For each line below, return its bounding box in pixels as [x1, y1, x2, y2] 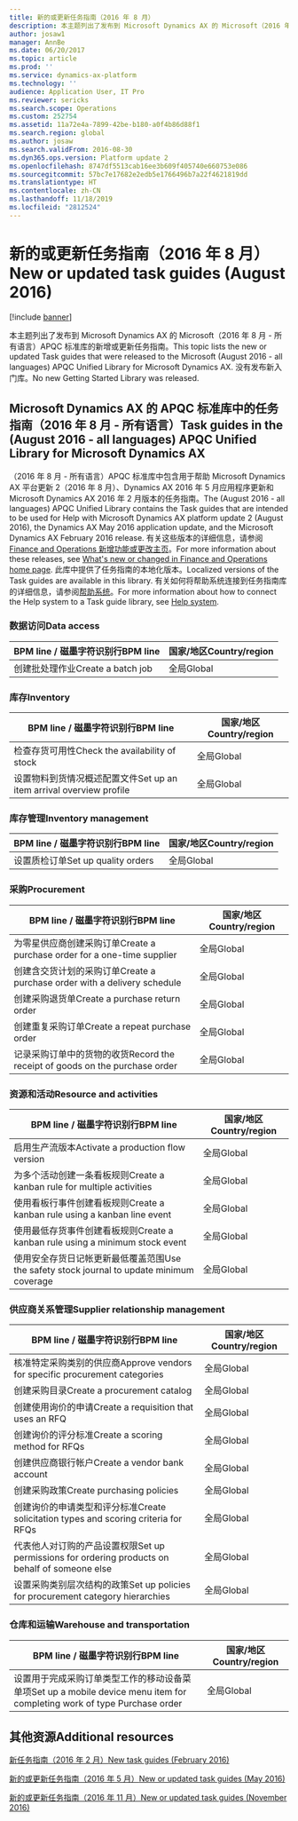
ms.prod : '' [9, 63, 53, 72]
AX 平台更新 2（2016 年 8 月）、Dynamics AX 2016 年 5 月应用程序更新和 [9, 481, 274, 493]
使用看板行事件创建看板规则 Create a [13, 1196, 165, 1208]
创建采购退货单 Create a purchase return [13, 992, 181, 1004]
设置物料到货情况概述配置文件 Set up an [13, 772, 178, 785]
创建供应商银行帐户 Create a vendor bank [13, 1457, 184, 1469]
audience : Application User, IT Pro [9, 87, 145, 96]
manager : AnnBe [9, 37, 66, 47]
